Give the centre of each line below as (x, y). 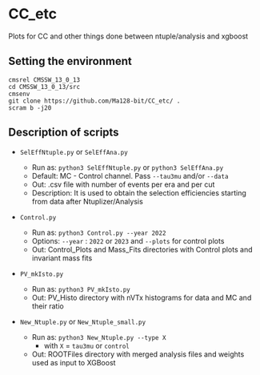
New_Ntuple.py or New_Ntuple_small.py (83, 321)
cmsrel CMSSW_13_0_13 (44, 80)
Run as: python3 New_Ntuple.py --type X (99, 337)
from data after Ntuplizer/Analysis (88, 201)
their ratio (48, 306)
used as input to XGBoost (74, 362)
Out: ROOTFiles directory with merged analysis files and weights (138, 354)
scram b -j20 (30, 108)
